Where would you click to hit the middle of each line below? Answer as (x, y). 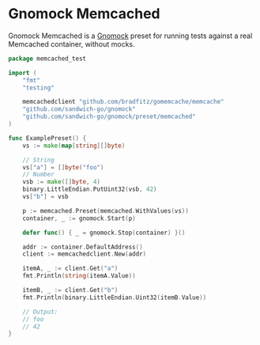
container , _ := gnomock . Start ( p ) (79, 218)
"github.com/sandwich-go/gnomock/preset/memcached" (109, 117)
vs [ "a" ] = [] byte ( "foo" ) (63, 167)
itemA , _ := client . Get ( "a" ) (70, 269)
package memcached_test (47, 59)
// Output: (40, 312)
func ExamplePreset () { (47, 138)
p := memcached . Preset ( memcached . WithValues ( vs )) (106, 210)
